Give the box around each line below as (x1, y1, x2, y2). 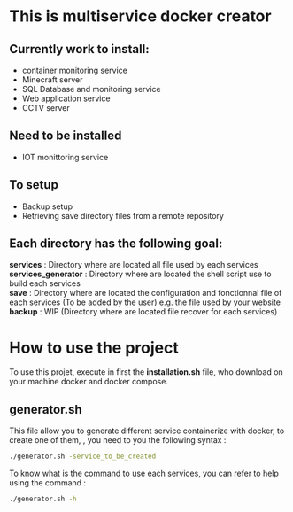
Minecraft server (21, 74, 83, 85)
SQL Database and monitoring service (21, 84, 161, 94)
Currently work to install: (9, 42, 150, 57)
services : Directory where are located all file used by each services (9, 260, 258, 270)
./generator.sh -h (9, 494, 77, 504)
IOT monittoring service (21, 151, 109, 162)
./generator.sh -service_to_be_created (9, 452, 157, 462)
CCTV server (21, 103, 70, 112)
